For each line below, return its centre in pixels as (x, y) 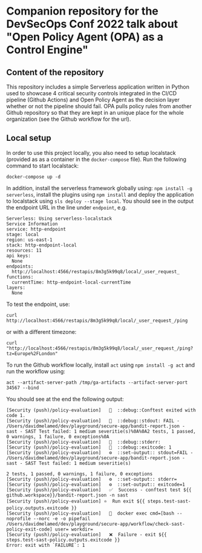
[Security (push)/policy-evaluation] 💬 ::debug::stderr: (84, 442)
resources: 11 (24, 250)
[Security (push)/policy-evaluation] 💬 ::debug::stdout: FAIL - (93, 421)
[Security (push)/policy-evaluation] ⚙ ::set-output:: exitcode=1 (96, 484)
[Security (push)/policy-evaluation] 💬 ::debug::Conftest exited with (101, 410)
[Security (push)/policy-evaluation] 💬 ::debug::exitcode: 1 (89, 447)
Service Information (32, 224)
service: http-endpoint (36, 229)
